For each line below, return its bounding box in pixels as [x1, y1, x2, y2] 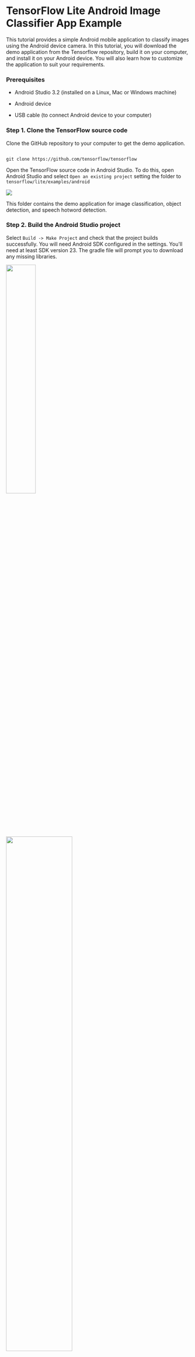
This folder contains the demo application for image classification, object [6, 200, 182, 207]
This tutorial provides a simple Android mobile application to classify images [6, 36, 189, 43]
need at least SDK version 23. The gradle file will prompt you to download [6, 246, 183, 253]
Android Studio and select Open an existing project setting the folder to [6, 172, 182, 179]
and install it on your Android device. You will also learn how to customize [6, 55, 183, 62]
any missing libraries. [6, 253, 57, 260]
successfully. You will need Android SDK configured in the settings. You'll [6, 240, 183, 247]
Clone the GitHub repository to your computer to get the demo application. [6, 140, 186, 147]
